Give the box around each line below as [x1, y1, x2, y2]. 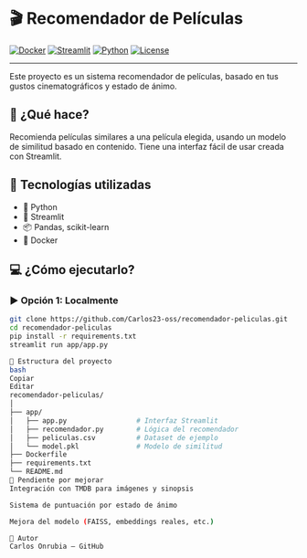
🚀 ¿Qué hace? [9, 107, 90, 122]
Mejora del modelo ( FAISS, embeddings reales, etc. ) [9, 517, 215, 526]
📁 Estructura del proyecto [9, 356, 112, 366]
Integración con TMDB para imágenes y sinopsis [9, 484, 195, 493]
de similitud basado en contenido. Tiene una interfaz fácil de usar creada [9, 141, 285, 152]
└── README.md [9, 468, 64, 477]
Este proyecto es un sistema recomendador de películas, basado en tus [9, 70, 279, 81]
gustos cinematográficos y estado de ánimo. [9, 80, 177, 91]
